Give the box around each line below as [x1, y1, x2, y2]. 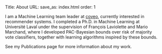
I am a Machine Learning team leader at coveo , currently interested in [5, 14, 144, 19]
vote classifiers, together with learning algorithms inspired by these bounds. [5, 34, 158, 40]
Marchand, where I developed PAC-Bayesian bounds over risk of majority [5, 29, 152, 35]
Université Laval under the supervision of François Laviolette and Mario [5, 24, 148, 30]
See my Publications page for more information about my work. [5, 44, 132, 49]
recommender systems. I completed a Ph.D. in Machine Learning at [5, 19, 140, 24]
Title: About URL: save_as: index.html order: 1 [5, 4, 96, 10]
